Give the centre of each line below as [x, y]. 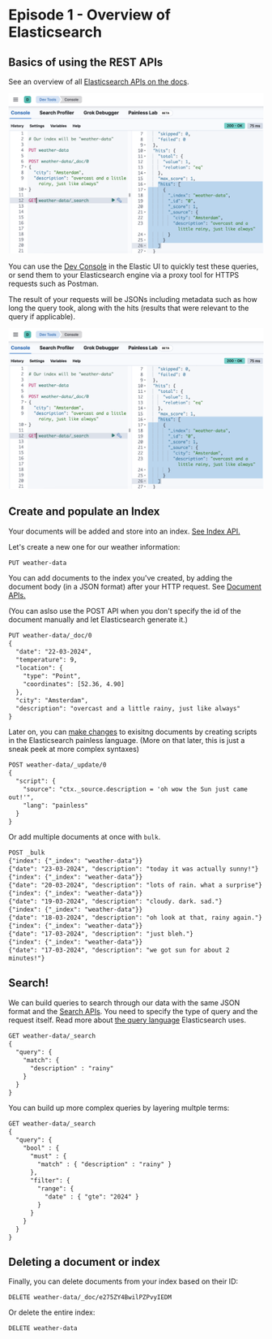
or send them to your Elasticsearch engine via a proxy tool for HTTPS [124, 275]
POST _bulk [27, 853]
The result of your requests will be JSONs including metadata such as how [133, 300]
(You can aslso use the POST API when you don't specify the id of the [125, 611]
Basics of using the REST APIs [86, 62]
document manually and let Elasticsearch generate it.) [98, 620]
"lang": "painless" [56, 806]
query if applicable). [42, 317]
